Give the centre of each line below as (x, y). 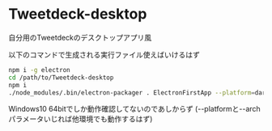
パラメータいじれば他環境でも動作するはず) (81, 119)
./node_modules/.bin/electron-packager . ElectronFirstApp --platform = (132, 93)
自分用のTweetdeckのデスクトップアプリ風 (80, 37)
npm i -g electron (39, 70)
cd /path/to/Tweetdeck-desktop (61, 78)
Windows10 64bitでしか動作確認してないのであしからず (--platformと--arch (134, 109)
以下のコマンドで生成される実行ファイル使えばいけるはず (104, 54)
